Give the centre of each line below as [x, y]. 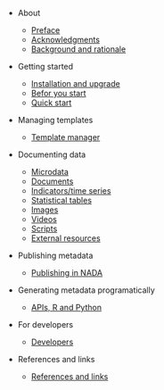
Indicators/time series [71, 191]
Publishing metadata [55, 255]
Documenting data [52, 154]
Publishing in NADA [67, 273]
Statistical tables [61, 200]
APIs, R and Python [66, 307]
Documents [52, 181]
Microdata [50, 172]
